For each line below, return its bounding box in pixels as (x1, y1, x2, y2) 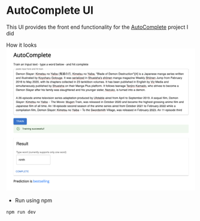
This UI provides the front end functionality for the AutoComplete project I (6, 23, 189, 31)
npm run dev (6, 209, 36, 216)
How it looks (6, 41, 37, 49)
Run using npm (14, 197, 53, 204)
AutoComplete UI (6, 4, 94, 17)
